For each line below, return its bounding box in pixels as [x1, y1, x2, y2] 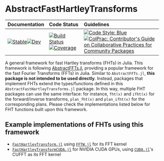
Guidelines [83, 21, 110, 28]
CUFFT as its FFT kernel [12, 151, 61, 157]
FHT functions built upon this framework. [5, 106, 88, 112]
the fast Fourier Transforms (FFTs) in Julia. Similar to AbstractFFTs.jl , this [5, 70, 155, 76]
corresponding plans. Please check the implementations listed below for [5, 101, 150, 107]
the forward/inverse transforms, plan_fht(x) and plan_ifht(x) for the [5, 96, 145, 102]
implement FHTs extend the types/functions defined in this [5, 80, 123, 86]
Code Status [49, 21, 79, 28]
